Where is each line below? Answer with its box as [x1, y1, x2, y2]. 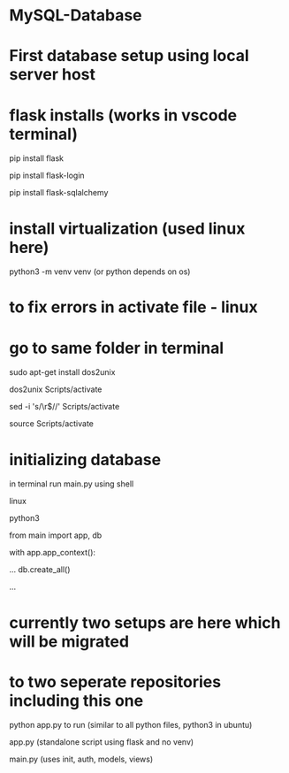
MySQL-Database [9, 5, 143, 26]
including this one [9, 691, 144, 710]
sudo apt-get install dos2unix [9, 367, 116, 378]
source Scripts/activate [9, 418, 95, 429]
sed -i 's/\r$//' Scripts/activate [9, 402, 120, 412]
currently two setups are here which [9, 612, 281, 632]
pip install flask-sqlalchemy [9, 188, 109, 198]
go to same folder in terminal [9, 338, 224, 358]
